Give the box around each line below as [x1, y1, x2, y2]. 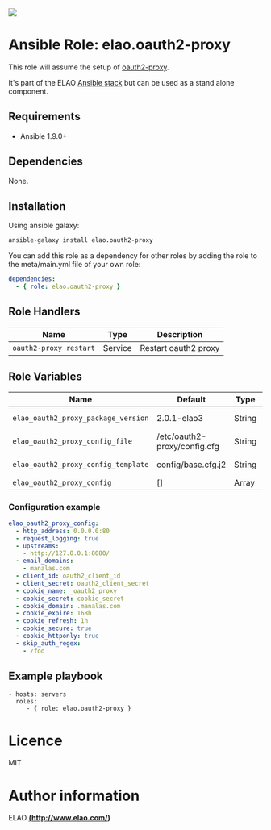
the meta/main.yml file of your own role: [8, 260, 141, 269]
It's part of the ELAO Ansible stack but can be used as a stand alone [8, 77, 235, 87]
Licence [8, 732, 63, 749]
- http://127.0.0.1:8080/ [23, 549, 110, 557]
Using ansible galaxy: [8, 221, 80, 231]
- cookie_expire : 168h [15, 609, 92, 618]
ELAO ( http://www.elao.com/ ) [8, 813, 111, 823]
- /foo [23, 647, 45, 655]
